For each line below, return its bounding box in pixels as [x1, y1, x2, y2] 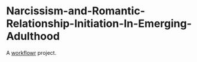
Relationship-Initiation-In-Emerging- [6, 17, 192, 30]
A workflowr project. [6, 49, 57, 56]
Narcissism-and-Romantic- [6, 4, 145, 18]
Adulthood [6, 30, 60, 43]
